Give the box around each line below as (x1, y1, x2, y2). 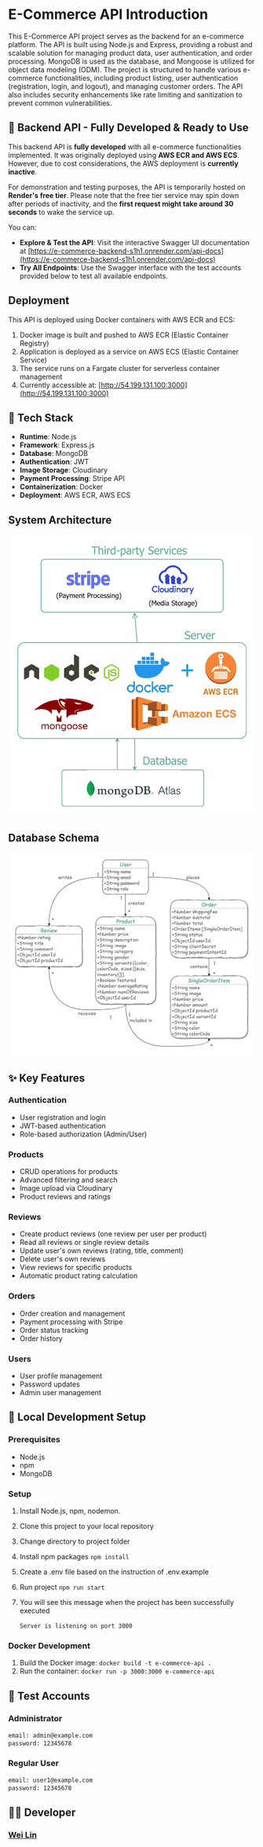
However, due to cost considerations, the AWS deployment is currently (8, 159, 239, 168)
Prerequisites (8, 1434, 60, 1445)
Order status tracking (19, 1325, 89, 1335)
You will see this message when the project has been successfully (19, 1598, 234, 1607)
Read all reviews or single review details (19, 1238, 149, 1247)
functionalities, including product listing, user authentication (44, 73, 239, 83)
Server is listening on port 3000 (19, 1622, 133, 1630)
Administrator (8, 1713, 63, 1724)
